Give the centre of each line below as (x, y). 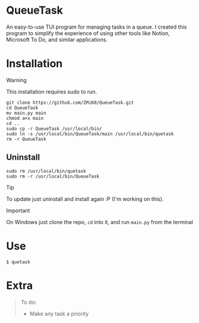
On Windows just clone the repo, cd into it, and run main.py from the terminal (99, 222)
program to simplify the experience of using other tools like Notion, (88, 33)
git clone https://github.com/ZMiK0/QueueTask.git (70, 103)
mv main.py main (26, 113)
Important (18, 210)
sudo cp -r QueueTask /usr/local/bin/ (54, 129)
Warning (16, 80)
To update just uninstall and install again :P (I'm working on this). (85, 199)
